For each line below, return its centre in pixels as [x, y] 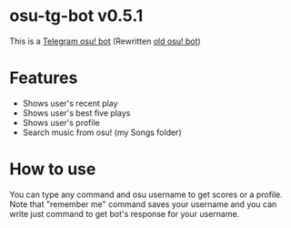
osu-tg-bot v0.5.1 [76, 16]
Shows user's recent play [70, 103]
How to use [53, 169]
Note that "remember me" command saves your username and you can [143, 204]
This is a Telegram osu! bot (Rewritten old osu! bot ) [105, 41]
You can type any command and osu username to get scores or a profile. [146, 194]
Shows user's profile [61, 122]
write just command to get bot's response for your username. [125, 213]
